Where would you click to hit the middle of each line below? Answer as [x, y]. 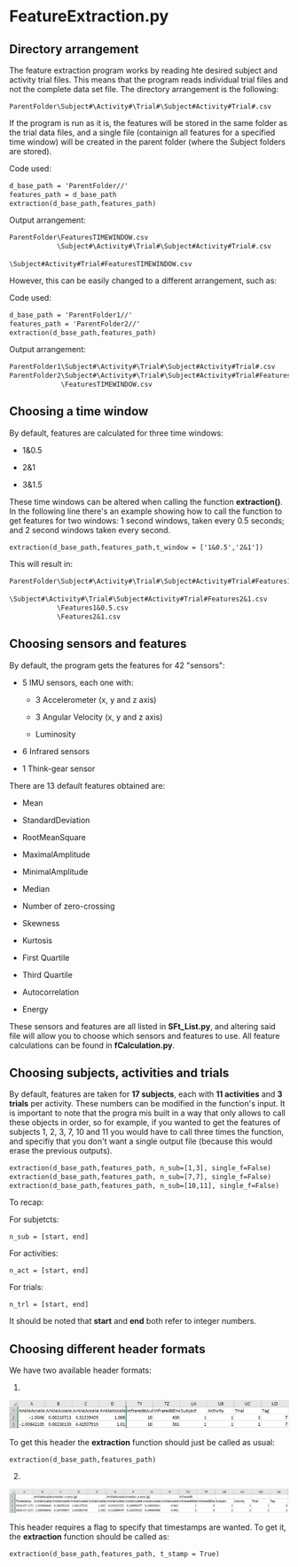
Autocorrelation [51, 992]
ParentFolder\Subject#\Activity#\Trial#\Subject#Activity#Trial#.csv [141, 106]
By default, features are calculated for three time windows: [116, 433]
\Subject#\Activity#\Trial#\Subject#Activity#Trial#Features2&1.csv [138, 599]
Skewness [41, 923]
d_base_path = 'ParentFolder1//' [71, 315]
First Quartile [46, 957]
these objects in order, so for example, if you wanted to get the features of [145, 1122]
